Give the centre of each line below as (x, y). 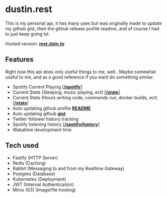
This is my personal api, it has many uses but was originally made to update (83, 23)
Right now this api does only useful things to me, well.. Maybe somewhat (80, 72)
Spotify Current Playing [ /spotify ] (47, 87)
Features (19, 60)
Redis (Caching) (29, 163)
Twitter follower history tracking (46, 119)
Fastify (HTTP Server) (35, 158)
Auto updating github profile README (52, 108)
